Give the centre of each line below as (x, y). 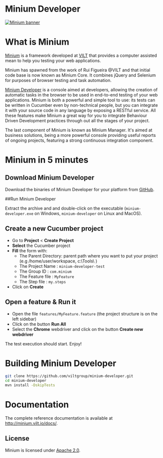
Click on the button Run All (39, 324)
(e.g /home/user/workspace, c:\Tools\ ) (58, 261)
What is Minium (37, 42)
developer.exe (19, 214)
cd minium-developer (26, 381)
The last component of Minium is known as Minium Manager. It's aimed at (79, 130)
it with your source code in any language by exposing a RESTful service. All (81, 110)
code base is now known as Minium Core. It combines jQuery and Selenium (81, 75)
